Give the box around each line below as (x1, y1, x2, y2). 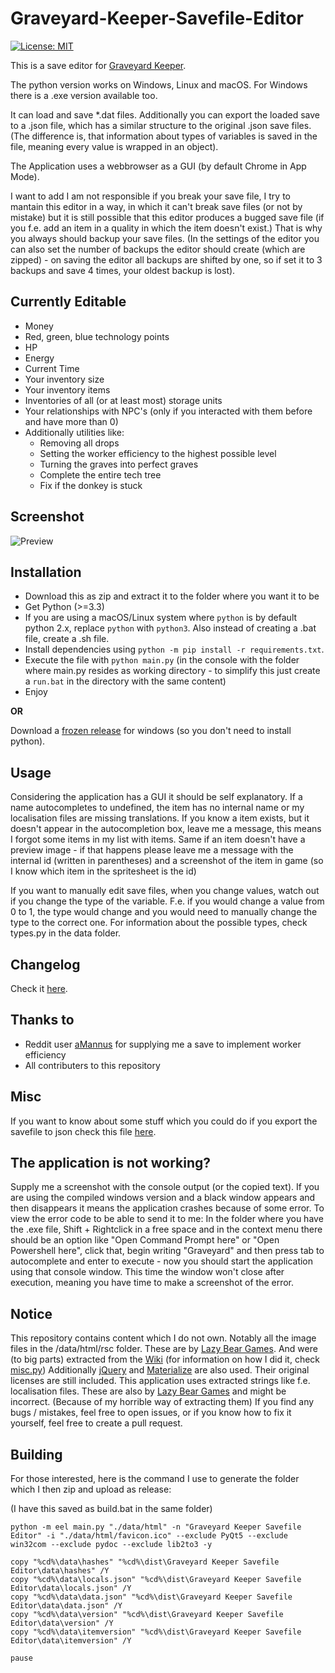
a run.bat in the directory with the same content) (24, 675, 227, 687)
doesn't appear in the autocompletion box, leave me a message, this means (10, 823, 322, 835)
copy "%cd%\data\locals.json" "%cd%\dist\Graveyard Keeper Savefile (10, 1575, 302, 1585)
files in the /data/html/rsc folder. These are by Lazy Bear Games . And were (10, 1343, 318, 1355)
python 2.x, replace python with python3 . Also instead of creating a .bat (24, 622, 317, 634)
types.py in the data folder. (10, 927, 122, 939)
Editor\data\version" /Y (10, 1618, 114, 1629)
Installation (10, 563, 82, 581)
